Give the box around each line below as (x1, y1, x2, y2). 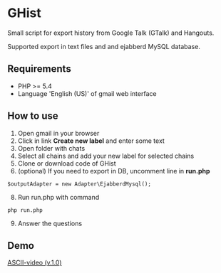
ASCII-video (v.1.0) (7, 258, 62, 267)
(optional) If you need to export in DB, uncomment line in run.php (17, 166, 210, 175)
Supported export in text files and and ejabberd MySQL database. (7, 42, 201, 50)
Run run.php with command (17, 193, 100, 201)
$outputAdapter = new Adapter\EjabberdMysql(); (7, 180, 152, 188)
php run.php (7, 206, 43, 214)
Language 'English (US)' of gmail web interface (17, 89, 157, 97)
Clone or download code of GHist (17, 159, 116, 168)
